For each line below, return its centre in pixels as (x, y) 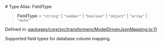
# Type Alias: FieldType (28, 6)
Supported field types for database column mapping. (58, 39)
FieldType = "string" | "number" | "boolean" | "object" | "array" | (82, 16)
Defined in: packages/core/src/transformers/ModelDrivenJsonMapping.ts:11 (81, 29)
